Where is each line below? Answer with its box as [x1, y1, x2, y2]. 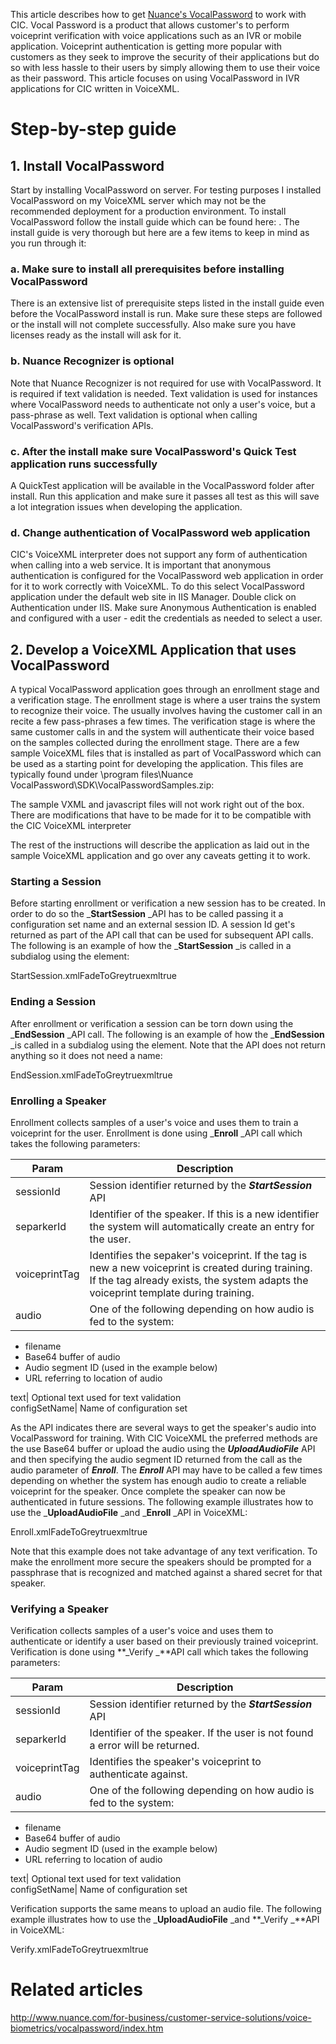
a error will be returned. [89, 1739, 200, 1753]
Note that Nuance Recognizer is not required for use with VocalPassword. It [10, 377, 322, 389]
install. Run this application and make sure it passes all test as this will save [10, 490, 320, 502]
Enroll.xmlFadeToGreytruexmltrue [10, 1525, 148, 1538]
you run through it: [10, 237, 87, 249]
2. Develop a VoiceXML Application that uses [10, 641, 297, 658]
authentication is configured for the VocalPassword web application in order [10, 570, 324, 582]
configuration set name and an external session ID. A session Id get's [10, 919, 296, 931]
